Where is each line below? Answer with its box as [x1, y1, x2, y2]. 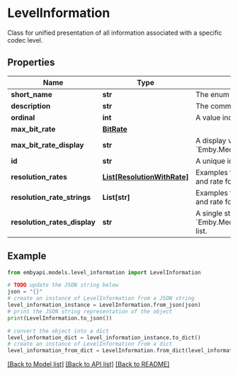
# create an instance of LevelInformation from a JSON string [7, 295, 195, 302]
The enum [195, 89, 229, 99]
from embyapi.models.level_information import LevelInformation [7, 269, 201, 276]
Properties [7, 57, 55, 69]
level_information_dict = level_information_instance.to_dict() [7, 334, 201, 341]
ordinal [11, 112, 35, 122]
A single [195, 208, 223, 218]
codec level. [7, 35, 43, 44]
